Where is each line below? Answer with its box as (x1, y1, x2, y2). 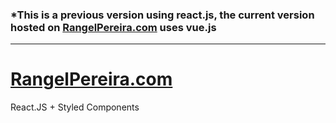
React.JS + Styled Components (10, 101, 140, 113)
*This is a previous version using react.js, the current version (10, 8, 315, 22)
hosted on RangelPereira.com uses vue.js (10, 20, 217, 34)
